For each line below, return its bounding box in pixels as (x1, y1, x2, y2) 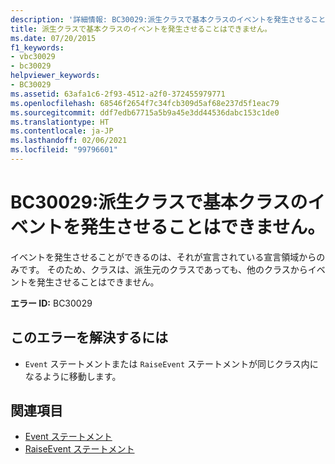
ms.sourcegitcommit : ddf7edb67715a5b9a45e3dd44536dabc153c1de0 (10, 107, 280, 118)
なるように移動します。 (24, 370, 122, 382)
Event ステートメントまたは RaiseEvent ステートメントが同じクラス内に (24, 357, 319, 370)
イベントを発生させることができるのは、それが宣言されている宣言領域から (10, 251, 317, 263)
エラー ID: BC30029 (10, 297, 93, 309)
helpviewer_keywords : (10, 71, 101, 81)
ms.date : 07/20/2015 (10, 33, 97, 43)
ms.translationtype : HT (10, 117, 110, 127)
